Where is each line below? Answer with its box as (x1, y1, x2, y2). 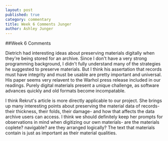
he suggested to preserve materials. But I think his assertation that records (5, 66, 162, 73)
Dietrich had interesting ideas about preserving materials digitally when (5, 50, 155, 56)
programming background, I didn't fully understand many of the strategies (5, 61, 161, 67)
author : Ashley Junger (5, 26, 53, 31)
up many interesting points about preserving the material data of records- (5, 103, 160, 109)
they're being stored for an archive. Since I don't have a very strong (5, 55, 147, 61)
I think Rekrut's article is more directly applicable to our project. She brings (5, 97, 162, 104)
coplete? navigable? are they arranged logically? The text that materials (5, 125, 155, 131)
